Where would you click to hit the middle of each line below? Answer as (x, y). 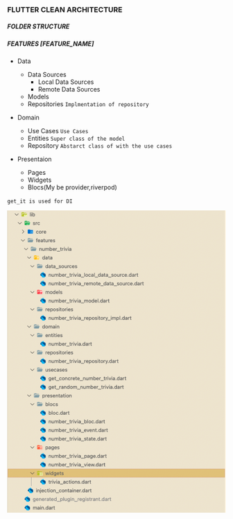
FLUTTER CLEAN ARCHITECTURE (65, 10)
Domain (28, 118)
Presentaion (34, 159)
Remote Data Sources (69, 90)
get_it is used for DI (40, 202)
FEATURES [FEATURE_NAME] (51, 44)
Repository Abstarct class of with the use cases (100, 146)
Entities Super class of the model (76, 138)
